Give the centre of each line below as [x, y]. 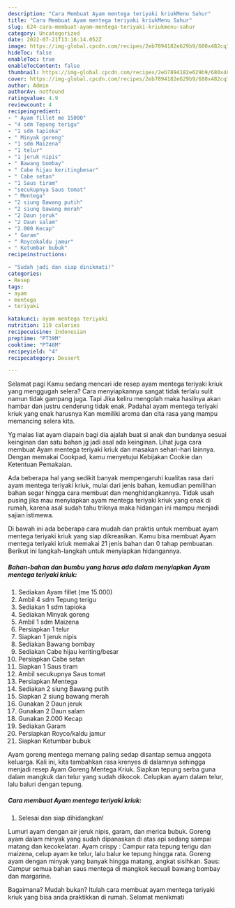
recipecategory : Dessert [44, 358]
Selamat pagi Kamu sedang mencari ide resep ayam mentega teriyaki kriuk [115, 384]
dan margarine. [30, 876]
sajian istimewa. [31, 515]
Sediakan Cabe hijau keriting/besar [68, 652]
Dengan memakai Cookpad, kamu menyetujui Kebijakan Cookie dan [105, 457]
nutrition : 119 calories [44, 326]
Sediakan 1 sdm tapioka [52, 607]
